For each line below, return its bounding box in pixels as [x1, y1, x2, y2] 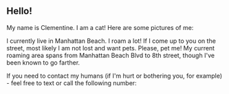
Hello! [6, 5, 32, 17]
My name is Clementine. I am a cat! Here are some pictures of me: [6, 23, 194, 31]
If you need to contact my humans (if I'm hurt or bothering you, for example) [6, 72, 223, 80]
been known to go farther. [6, 58, 80, 67]
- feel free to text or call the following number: [6, 78, 137, 87]
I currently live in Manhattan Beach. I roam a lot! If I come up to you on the [6, 37, 216, 45]
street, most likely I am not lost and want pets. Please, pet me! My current [6, 44, 215, 52]
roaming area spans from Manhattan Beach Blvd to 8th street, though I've [6, 51, 215, 59]
